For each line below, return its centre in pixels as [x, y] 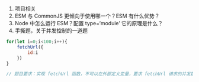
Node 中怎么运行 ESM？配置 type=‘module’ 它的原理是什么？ [89, 23]
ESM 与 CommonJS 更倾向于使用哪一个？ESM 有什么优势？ [87, 16]
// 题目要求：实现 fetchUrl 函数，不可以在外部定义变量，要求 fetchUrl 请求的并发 [98, 74]
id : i [33, 52]
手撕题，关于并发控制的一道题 [51, 30]
